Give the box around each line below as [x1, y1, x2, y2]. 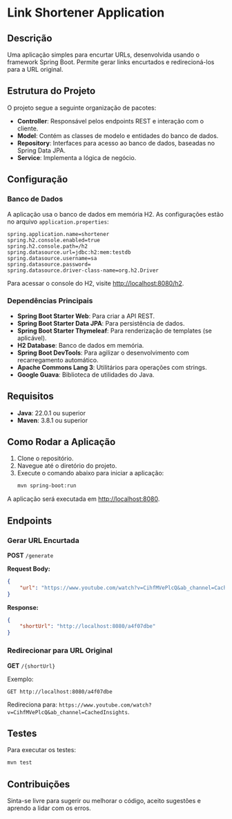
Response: [7, 603, 39, 611]
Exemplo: [7, 675, 34, 683]
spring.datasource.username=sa [7, 255, 97, 262]
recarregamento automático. [17, 355, 99, 364]
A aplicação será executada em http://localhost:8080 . [7, 495, 160, 503]
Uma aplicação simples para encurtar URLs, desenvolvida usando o [7, 50, 200, 59]
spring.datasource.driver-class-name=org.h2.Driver [7, 267, 159, 274]
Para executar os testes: [7, 746, 76, 754]
